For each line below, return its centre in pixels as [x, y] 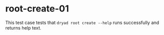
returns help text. [24, 27]
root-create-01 [37, 9]
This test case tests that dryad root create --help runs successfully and [82, 22]
